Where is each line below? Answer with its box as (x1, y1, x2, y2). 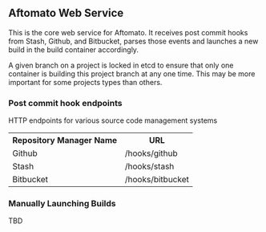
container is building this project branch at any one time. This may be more (8, 68, 256, 79)
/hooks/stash (124, 161, 175, 172)
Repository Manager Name (12, 135, 118, 146)
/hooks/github (124, 148, 178, 159)
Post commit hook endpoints (8, 97, 123, 108)
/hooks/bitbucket (124, 174, 190, 185)
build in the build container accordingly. (8, 44, 139, 55)
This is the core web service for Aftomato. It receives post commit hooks (8, 27, 248, 37)
